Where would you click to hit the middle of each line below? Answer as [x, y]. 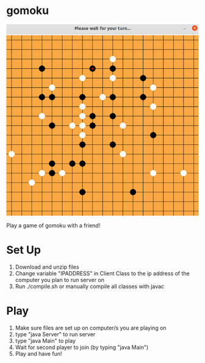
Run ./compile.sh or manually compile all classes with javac [90, 286]
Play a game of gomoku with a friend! [53, 225]
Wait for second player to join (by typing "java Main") [82, 347]
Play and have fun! [38, 354]
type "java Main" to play [45, 341]
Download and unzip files [47, 267]
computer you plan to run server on [60, 280]
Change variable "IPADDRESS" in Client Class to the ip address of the [103, 273]
